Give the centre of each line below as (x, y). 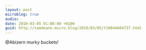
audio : (12, 19)
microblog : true (22, 14)
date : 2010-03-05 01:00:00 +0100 (40, 24)
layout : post (19, 10)
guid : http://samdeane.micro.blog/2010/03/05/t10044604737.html (73, 28)
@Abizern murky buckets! (32, 42)
